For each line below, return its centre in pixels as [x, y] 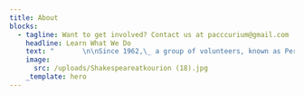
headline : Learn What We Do [78, 43]
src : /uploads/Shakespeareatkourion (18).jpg [120, 69]
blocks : [24, 26]
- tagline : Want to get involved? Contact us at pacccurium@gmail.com [153, 34]
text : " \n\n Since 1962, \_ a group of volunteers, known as [153, 52]
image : [38, 60]
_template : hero [57, 77]
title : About [34, 18]
